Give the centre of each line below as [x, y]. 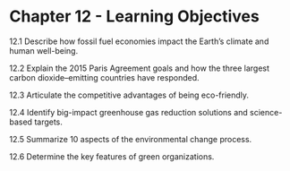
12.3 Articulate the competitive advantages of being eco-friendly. [129, 95]
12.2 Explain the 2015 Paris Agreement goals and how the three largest [140, 68]
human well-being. [44, 50]
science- [266, 112]
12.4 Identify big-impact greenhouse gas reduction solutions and [128, 112]
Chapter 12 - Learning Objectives [134, 17]
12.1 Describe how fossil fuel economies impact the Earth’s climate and [139, 41]
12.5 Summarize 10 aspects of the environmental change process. [131, 139]
